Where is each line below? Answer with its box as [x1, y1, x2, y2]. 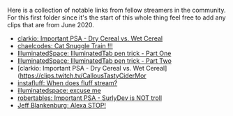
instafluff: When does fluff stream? [17, 79, 118, 87]
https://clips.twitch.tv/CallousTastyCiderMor [20, 71, 146, 80]
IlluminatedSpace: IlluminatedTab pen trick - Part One [17, 49, 172, 57]
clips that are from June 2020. [7, 21, 94, 29]
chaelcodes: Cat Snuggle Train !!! [17, 42, 113, 50]
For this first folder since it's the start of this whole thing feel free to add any [7, 13, 226, 22]
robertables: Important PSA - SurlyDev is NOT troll [17, 94, 163, 102]
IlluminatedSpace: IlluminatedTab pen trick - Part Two [17, 57, 172, 65]
